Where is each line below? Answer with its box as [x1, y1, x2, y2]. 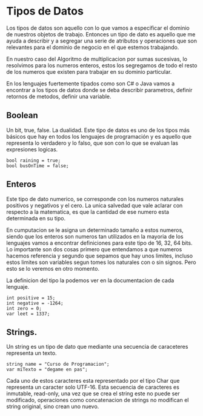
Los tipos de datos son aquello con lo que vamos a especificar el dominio [6, 24, 190, 31]
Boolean [6, 110, 38, 121]
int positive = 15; [6, 295, 56, 301]
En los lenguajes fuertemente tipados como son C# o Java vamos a [6, 80, 175, 87]
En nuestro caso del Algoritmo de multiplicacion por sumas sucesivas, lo [6, 55, 188, 62]
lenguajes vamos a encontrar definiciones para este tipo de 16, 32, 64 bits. [6, 239, 193, 246]
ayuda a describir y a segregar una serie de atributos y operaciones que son [6, 37, 198, 44]
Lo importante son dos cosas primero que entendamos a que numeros [6, 245, 182, 253]
